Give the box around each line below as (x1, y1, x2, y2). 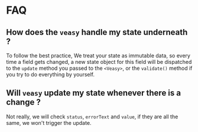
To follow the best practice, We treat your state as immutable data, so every (6, 52, 191, 59)
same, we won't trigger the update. (6, 119, 92, 126)
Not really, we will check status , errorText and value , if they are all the (6, 113, 178, 120)
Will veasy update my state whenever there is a (6, 88, 181, 98)
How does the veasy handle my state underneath (6, 27, 188, 37)
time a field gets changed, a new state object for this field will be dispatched (6, 59, 192, 65)
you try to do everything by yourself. (6, 71, 95, 78)
